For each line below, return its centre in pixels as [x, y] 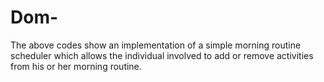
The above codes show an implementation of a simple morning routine [156, 45]
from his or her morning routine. [76, 66]
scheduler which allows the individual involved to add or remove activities [162, 55]
